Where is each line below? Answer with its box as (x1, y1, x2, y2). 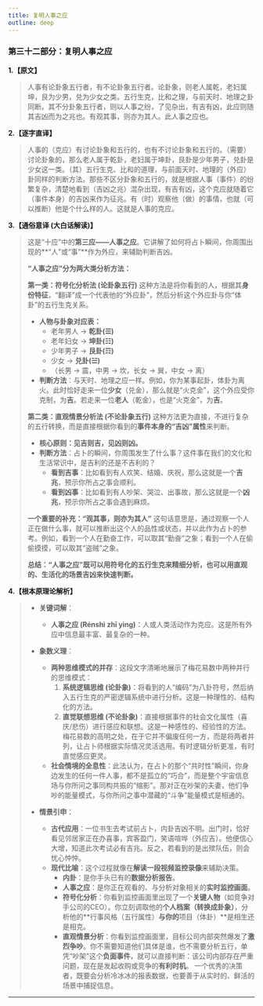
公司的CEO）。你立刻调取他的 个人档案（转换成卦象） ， (69, 902, 242, 911)
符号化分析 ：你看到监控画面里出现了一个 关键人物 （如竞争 (62, 892, 248, 902)
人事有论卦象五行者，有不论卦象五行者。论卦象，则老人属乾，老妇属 (27, 82, 247, 91)
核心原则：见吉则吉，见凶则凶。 (38, 438, 142, 447)
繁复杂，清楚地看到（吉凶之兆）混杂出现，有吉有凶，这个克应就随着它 (27, 184, 254, 193)
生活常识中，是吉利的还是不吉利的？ (38, 457, 157, 467)
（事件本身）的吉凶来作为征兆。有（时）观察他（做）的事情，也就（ (27, 194, 247, 203)
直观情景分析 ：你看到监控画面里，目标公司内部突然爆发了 (62, 931, 248, 941)
